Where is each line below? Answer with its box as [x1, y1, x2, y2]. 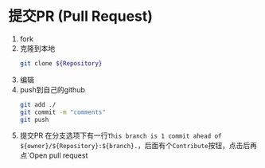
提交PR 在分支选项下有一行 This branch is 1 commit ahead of [19, 131, 222, 140]
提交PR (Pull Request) [8, 7, 154, 25]
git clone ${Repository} [19, 59, 103, 68]
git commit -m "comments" [19, 108, 106, 116]
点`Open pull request [19, 150, 88, 160]
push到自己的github [19, 84, 86, 94]
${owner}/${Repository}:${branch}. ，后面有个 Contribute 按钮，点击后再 [19, 141, 257, 150]
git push [19, 115, 49, 123]
